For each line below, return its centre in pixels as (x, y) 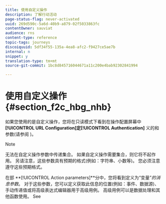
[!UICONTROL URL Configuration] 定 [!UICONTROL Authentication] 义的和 (82, 128)
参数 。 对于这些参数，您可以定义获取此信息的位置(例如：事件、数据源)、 (84, 184)
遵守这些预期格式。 (25, 167)
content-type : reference (31, 38)
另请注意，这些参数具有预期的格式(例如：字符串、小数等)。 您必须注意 (88, 161)
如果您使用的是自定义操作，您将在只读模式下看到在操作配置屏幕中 (73, 122)
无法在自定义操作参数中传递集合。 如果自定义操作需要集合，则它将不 (76, 154)
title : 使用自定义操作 (26, 10)
